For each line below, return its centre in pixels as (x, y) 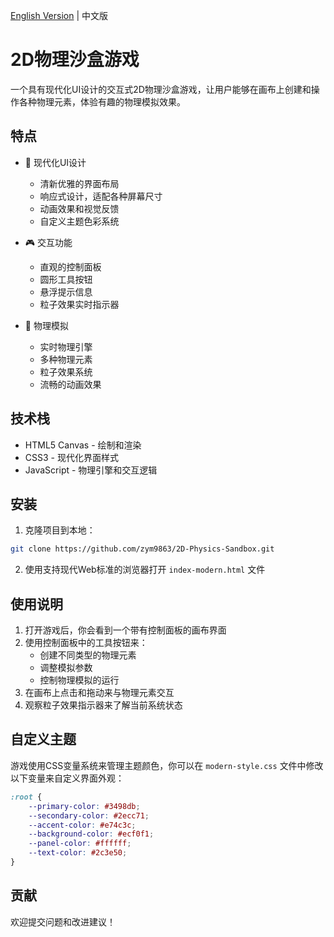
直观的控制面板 (70, 266)
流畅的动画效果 (70, 384)
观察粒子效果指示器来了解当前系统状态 (103, 705)
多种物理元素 (66, 359)
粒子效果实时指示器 (79, 304)
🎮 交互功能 (48, 242)
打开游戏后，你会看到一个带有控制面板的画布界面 (125, 630)
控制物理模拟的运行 (79, 680)
